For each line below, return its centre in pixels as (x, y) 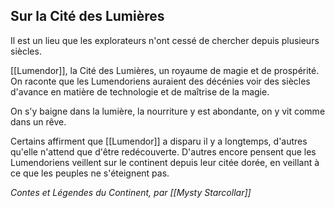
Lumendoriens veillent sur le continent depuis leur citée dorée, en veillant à (165, 162)
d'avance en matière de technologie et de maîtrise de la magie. (140, 91)
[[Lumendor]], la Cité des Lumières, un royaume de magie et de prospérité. (165, 70)
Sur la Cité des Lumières (87, 16)
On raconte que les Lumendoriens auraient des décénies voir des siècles (160, 81)
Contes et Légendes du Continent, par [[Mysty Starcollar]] (131, 192)
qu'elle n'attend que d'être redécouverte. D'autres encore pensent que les (163, 151)
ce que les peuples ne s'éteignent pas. (90, 173)
